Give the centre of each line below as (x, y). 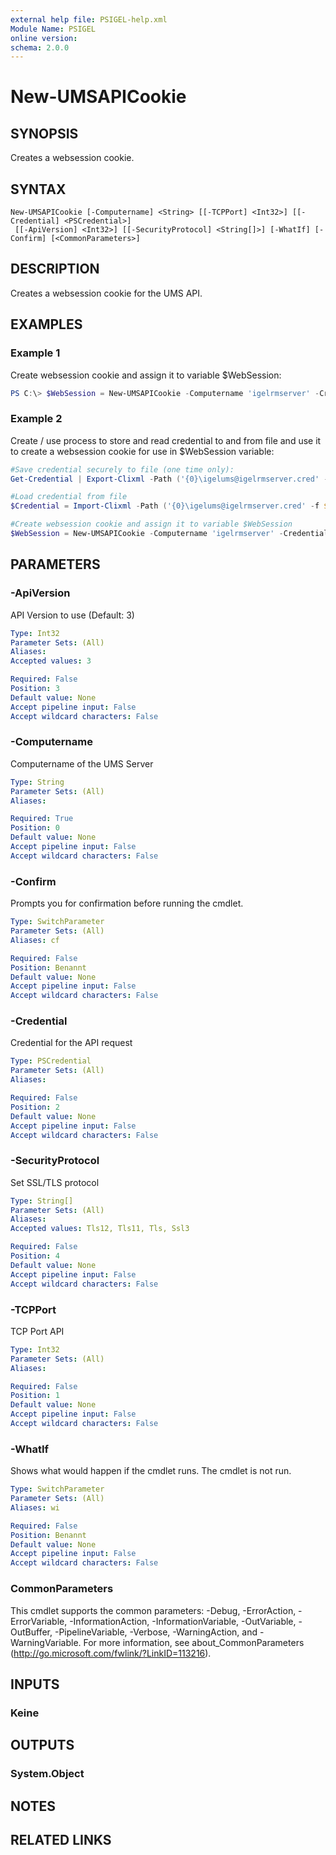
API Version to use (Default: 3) (72, 615)
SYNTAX (38, 189)
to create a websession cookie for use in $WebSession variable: (142, 451)
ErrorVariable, (39, 1621)
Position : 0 (35, 828)
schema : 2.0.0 (40, 47)
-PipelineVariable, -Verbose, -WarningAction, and (156, 1632)
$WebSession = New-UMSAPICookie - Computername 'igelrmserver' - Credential (169, 534)
